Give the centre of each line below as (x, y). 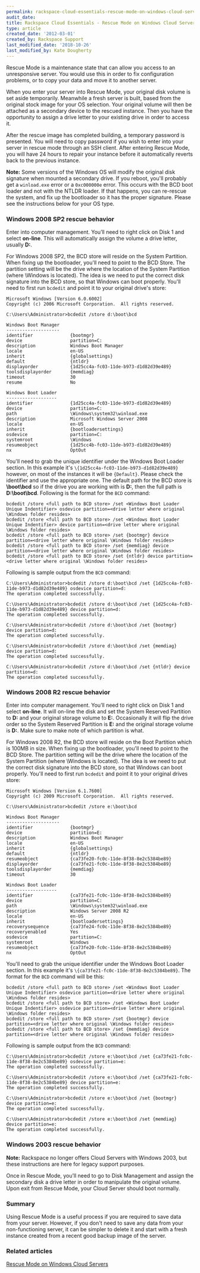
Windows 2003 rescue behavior (54, 1145)
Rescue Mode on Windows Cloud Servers (57, 1264)
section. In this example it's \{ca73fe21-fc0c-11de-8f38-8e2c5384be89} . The (99, 971)
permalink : (20, 12)
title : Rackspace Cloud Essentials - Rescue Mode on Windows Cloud (92, 23)
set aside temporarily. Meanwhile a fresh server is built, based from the (93, 98)
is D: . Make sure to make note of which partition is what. (75, 731)
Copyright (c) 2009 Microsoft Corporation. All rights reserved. (90, 796)
